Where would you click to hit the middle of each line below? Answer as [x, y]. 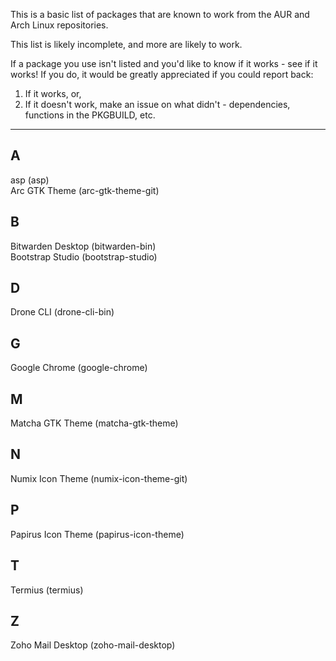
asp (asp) [30, 180]
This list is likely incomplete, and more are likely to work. [126, 44]
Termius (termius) [47, 590]
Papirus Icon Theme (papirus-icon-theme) [97, 534]
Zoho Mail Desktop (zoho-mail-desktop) [93, 645]
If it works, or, [53, 93]
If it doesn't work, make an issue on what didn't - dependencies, [157, 104]
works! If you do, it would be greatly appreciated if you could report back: [162, 74]
